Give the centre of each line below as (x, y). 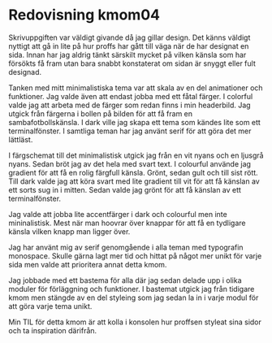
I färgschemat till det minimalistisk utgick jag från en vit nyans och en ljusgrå (136, 155)
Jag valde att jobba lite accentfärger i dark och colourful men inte (118, 214)
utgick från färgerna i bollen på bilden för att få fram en (101, 113)
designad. (25, 72)
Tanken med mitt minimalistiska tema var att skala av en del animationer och (136, 88)
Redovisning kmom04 (84, 15)
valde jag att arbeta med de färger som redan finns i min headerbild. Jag (130, 105)
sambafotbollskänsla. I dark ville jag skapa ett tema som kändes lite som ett (135, 122)
